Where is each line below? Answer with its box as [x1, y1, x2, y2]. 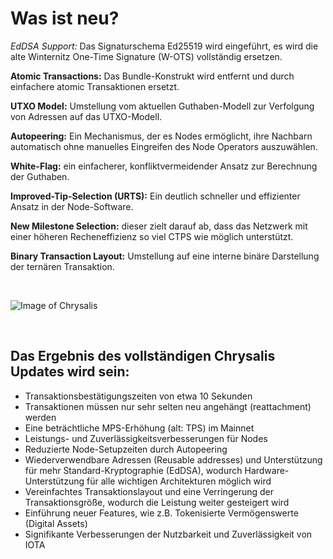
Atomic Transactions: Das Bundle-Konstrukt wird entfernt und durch [10, 70, 295, 82]
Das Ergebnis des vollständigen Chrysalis [10, 348, 276, 365]
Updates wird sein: [10, 363, 130, 381]
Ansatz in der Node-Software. [10, 200, 134, 212]
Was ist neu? [10, 7, 120, 30]
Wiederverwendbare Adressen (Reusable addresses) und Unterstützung [24, 453, 323, 466]
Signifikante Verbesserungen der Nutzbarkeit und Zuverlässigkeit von [24, 528, 313, 540]
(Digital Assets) [24, 517, 88, 529]
